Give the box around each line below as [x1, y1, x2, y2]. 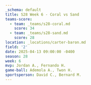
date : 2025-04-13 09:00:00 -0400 [5, 49, 75, 54]
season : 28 [5, 53, 28, 59]
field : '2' [5, 44, 28, 49]
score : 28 [14, 35, 35, 40]
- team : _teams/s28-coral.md [9, 21, 70, 26]
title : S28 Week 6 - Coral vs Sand [5, 12, 79, 17]
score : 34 [14, 26, 35, 31]
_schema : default [5, 7, 41, 12]
